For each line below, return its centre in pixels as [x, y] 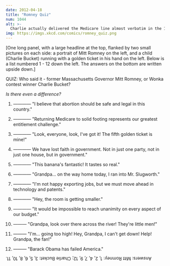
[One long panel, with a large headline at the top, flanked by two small [78, 48]
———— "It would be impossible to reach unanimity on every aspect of [87, 209]
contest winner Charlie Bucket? [38, 84]
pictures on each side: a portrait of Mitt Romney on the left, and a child [79, 53]
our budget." [26, 214]
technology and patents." [39, 189]
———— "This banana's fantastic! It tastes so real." [66, 164]
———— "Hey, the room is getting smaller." [58, 199]
